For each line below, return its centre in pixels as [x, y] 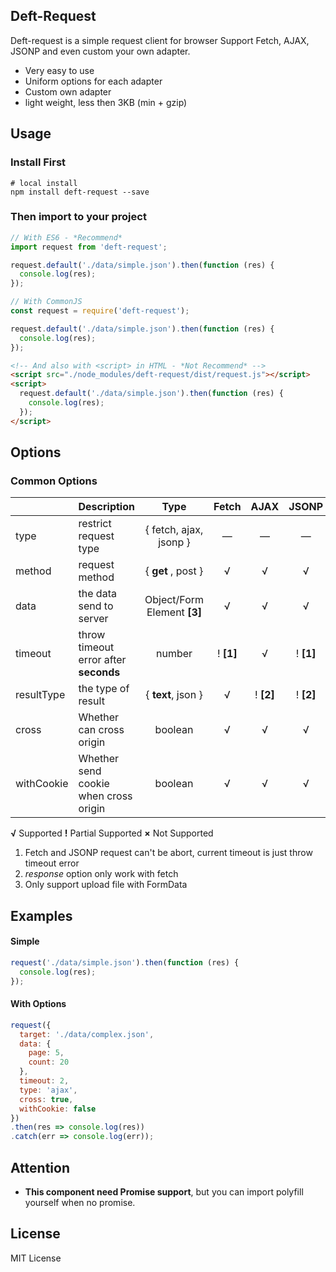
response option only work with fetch [101, 874]
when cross [105, 796]
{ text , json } [174, 695]
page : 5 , [46, 1053]
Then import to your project [78, 217]
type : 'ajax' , [48, 1090]
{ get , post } [174, 571]
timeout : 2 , [44, 1081]
